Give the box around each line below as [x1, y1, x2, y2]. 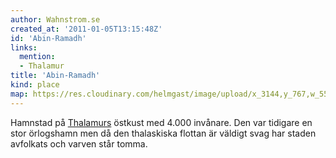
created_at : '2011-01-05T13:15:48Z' [10, 24, 163, 34]
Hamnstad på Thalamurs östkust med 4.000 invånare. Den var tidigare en [10, 116, 313, 128]
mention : [19, 52, 56, 62]
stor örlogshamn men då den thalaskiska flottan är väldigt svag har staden [10, 127, 317, 139]
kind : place [10, 80, 60, 90]
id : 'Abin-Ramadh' [10, 33, 87, 43]
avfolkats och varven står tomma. [10, 137, 148, 150]
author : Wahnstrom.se [10, 14, 101, 25]
